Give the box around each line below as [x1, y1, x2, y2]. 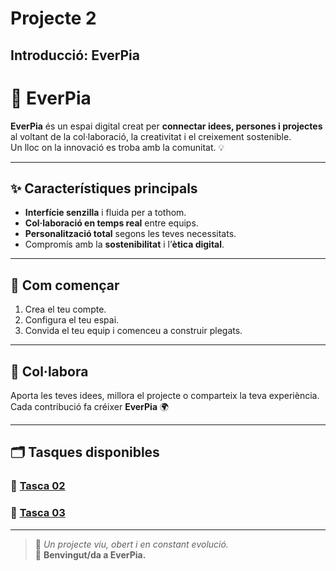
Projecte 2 [10, 7, 97, 30]
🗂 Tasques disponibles [10, 444, 160, 461]
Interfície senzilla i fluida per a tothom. [24, 207, 187, 219]
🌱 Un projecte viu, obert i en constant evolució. [34, 538, 229, 550]
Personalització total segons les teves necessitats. [24, 228, 237, 240]
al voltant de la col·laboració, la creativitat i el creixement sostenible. [10, 130, 292, 142]
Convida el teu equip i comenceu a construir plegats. [24, 325, 243, 337]
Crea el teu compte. [24, 303, 107, 316]
